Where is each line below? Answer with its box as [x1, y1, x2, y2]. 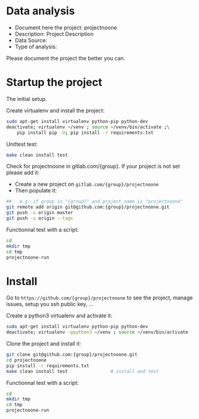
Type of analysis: [14, 43, 57, 50]
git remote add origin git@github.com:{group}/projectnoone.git [6, 204, 170, 210]
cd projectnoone [6, 357, 47, 363]
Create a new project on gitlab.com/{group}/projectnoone [14, 181, 159, 188]
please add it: [6, 169, 40, 176]
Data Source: [14, 36, 48, 44]
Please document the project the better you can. [6, 54, 125, 62]
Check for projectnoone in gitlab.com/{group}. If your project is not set [6, 163, 180, 170]
